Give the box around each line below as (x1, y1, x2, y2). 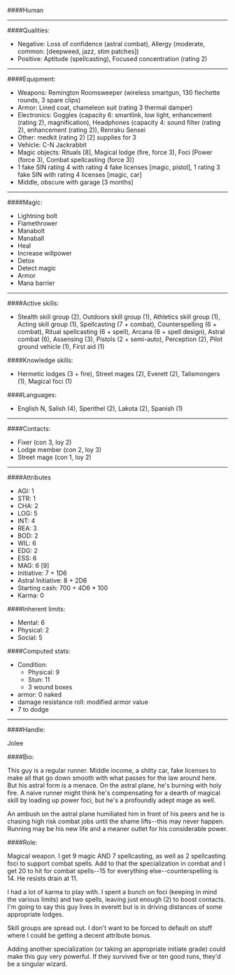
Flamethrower (17, 219, 58, 227)
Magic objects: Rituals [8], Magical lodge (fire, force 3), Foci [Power (17, 148, 213, 157)
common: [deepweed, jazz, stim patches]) (17, 47, 139, 55)
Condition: (17, 661, 48, 669)
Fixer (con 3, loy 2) (17, 438, 72, 446)
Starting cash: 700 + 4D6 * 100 (17, 584, 108, 592)
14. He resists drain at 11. (7, 874, 78, 882)
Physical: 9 (27, 668, 60, 676)
